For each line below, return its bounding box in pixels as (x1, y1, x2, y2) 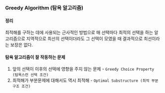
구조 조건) (12, 84, 31, 89)
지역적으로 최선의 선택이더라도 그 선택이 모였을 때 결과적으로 (26, 36, 143, 42)
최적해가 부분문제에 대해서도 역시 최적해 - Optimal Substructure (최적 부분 (12, 78, 159, 84)
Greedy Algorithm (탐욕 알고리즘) (5, 4, 83, 11)
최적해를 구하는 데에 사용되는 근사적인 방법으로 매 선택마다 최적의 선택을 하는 (5, 30, 154, 36)
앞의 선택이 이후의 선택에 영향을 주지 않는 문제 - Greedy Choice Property (12, 66, 155, 72)
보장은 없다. (10, 42, 33, 48)
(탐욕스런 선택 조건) (12, 73, 49, 78)
